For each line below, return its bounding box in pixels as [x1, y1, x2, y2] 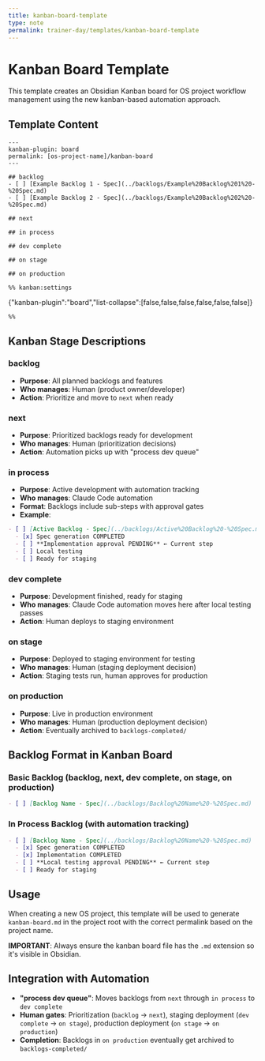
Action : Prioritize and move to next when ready [19, 393, 174, 402]
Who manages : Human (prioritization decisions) [19, 439, 177, 449]
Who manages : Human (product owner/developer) [19, 384, 185, 393]
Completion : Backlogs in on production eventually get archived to [19, 1035, 234, 1044]
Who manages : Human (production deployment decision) [19, 717, 207, 727]
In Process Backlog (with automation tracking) [8, 818, 189, 830]
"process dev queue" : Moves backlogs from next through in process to [19, 993, 255, 1003]
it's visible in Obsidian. [8, 949, 81, 958]
